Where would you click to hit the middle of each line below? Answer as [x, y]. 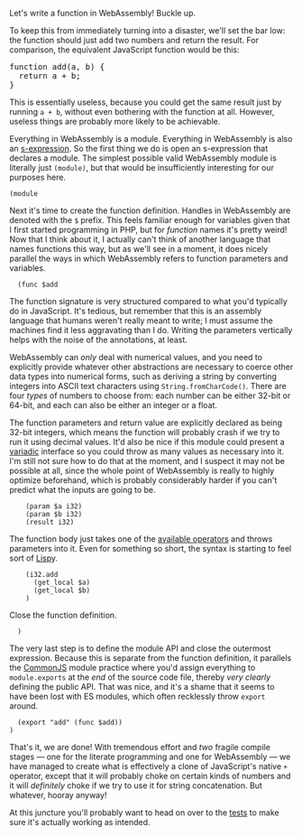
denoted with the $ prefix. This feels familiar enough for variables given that [150, 220]
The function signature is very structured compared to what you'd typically [149, 301]
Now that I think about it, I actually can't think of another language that [140, 239]
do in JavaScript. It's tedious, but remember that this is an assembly [136, 311]
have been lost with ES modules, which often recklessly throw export [137, 696]
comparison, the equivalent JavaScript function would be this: [125, 50]
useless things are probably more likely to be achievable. [115, 121]
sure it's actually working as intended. [80, 822]
